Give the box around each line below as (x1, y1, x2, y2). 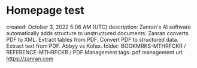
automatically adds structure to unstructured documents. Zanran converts (6, 29, 189, 36)
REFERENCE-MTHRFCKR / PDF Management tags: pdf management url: (6, 48, 184, 55)
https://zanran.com (6, 55, 54, 62)
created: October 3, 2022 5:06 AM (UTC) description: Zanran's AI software (6, 23, 192, 30)
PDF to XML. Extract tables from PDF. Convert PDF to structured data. (6, 36, 178, 43)
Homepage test (6, 4, 85, 17)
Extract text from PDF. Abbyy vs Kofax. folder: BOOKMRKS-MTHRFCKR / (6, 42, 186, 50)
